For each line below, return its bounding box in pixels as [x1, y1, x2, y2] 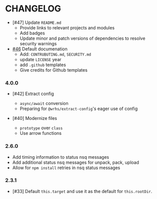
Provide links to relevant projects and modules [19, 24, 115, 30]
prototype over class [19, 125, 63, 131]
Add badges [19, 30, 45, 36]
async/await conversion [19, 100, 69, 106]
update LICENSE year [19, 56, 62, 62]
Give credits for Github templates [19, 67, 88, 73]
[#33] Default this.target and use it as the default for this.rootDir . [12, 188, 153, 194]
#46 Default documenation [12, 46, 68, 52]
